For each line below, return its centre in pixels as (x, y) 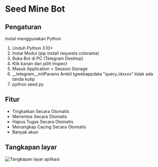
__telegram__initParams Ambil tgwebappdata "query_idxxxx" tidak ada (83, 74)
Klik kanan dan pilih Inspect (39, 64)
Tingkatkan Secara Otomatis (41, 111)
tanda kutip (23, 79)
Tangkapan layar (31, 147)
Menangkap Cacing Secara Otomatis (49, 127)
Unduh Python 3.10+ (32, 48)
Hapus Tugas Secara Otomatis (43, 121)
